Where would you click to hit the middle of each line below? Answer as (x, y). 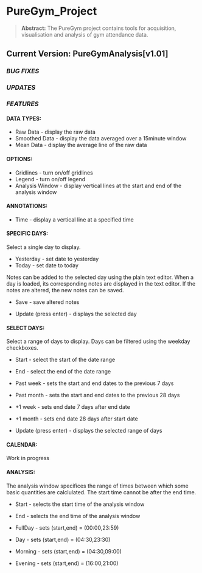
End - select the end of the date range (63, 372)
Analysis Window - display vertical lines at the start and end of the (98, 186)
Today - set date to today (47, 265)
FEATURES (23, 104)
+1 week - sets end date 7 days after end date (73, 407)
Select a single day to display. (44, 247)
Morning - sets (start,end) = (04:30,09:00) (68, 551)
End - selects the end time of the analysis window (78, 516)
